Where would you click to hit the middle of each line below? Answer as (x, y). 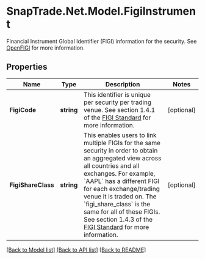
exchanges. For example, (119, 173)
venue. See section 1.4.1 (119, 110)
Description (123, 84)
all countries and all (111, 165)
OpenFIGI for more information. (46, 48)
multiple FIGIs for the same (122, 143)
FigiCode (23, 110)
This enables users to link (120, 135)
